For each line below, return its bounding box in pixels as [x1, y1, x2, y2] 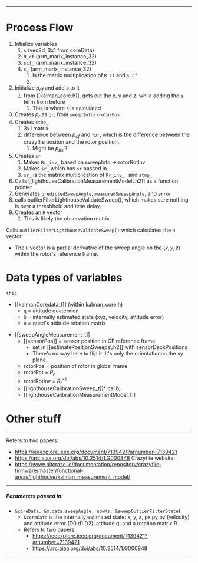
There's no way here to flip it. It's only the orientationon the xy [32, 350, 184, 357]
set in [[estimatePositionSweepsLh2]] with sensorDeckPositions [32, 344, 188, 351]
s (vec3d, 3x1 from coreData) [23, 47, 94, 54]
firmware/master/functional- [14, 467, 84, 475]
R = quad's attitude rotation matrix [23, 320, 106, 327]
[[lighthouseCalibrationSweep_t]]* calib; [23, 385, 121, 392]
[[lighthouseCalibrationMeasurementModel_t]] [23, 391, 136, 399]
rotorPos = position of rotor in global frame [23, 363, 128, 370]
